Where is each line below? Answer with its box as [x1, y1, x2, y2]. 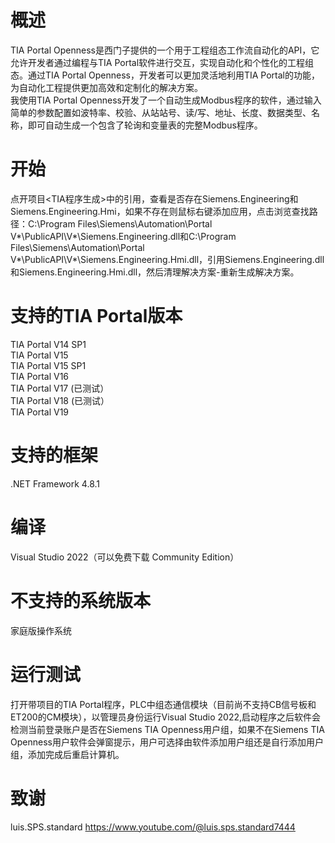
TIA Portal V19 [10, 406, 70, 418]
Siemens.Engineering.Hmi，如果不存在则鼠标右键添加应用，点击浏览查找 [10, 205, 310, 217]
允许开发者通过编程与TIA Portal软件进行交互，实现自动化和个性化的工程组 [10, 56, 315, 68]
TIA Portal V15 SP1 [10, 359, 87, 371]
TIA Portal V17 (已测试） [10, 382, 110, 394]
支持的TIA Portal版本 [10, 305, 183, 328]
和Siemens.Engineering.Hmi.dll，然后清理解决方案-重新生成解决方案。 [10, 266, 300, 278]
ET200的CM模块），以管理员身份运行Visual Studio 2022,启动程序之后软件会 [10, 711, 322, 723]
